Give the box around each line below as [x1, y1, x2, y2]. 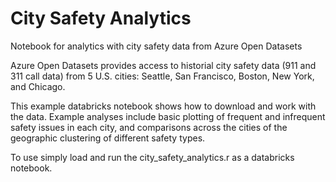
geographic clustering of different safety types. [10, 132, 206, 144]
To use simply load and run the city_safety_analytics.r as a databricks [10, 151, 295, 163]
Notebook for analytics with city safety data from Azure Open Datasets [10, 40, 303, 52]
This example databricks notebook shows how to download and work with [10, 100, 317, 112]
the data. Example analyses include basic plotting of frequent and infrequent [10, 110, 326, 122]
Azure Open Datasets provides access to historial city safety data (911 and [10, 59, 317, 71]
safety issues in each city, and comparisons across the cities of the [10, 121, 288, 133]
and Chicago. [10, 80, 66, 92]
